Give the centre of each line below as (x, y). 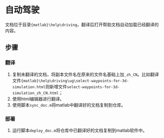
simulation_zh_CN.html (35, 93)
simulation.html (29, 87)
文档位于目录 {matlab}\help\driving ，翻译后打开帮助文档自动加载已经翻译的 (82, 24)
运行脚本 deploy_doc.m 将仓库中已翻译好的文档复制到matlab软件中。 (80, 130)
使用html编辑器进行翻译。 (38, 99)
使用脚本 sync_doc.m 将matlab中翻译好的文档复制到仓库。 (69, 105)
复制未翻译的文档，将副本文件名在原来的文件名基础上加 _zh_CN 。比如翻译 (85, 74)
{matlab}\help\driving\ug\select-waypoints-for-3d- (75, 81)
